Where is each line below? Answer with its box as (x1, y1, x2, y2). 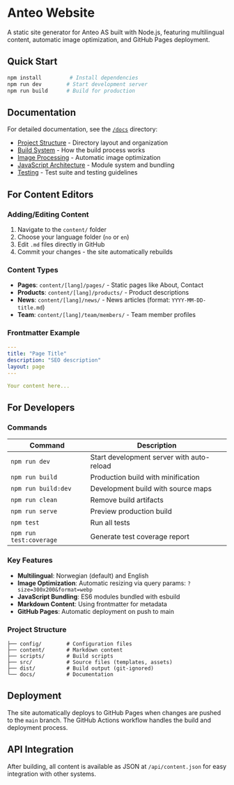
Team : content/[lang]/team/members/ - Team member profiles (17, 311, 196, 319)
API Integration (7, 744, 75, 756)
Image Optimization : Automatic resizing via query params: (17, 578, 187, 587)
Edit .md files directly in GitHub (17, 240, 105, 249)
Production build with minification (90, 473, 200, 483)
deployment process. (7, 723, 68, 731)
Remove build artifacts (90, 495, 164, 505)
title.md (17, 305, 43, 311)
